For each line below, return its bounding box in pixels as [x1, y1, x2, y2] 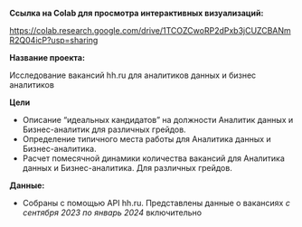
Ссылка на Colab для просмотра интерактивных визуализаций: [9, 8, 264, 18]
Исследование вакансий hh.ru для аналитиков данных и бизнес [9, 70, 257, 80]
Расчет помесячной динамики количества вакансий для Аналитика [22, 153, 285, 164]
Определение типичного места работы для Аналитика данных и [22, 134, 271, 144]
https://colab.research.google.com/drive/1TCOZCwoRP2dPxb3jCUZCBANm [9, 25, 291, 35]
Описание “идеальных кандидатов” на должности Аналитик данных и [22, 115, 294, 125]
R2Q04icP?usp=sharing [9, 35, 99, 45]
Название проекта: [9, 52, 86, 62]
